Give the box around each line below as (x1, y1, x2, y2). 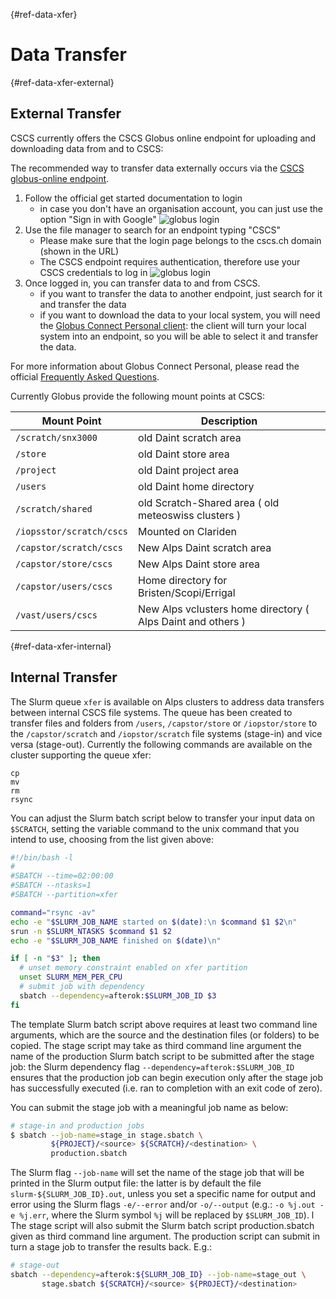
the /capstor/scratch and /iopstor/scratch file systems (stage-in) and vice (10, 727, 323, 739)
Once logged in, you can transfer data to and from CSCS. (24, 277, 261, 289)
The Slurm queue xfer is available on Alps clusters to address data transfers (10, 695, 325, 708)
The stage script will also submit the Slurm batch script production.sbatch (10, 1220, 315, 1232)
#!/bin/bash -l (10, 852, 74, 863)
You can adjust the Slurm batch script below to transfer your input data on (10, 812, 316, 824)
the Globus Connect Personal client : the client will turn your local (39, 319, 307, 331)
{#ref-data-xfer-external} (10, 76, 115, 88)
